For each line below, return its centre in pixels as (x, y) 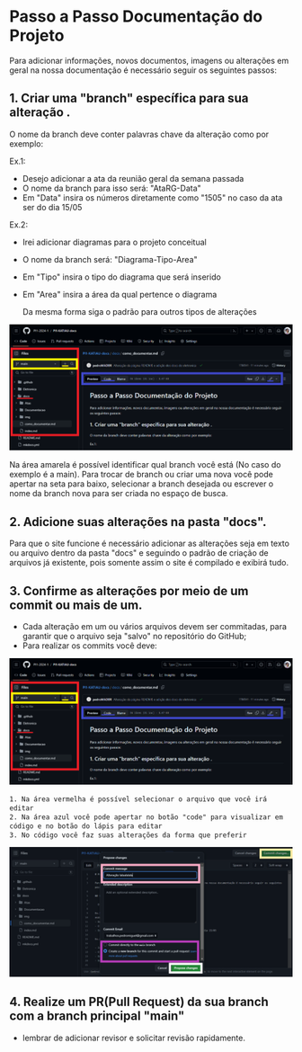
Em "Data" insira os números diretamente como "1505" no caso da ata (152, 197)
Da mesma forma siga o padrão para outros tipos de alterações (140, 311)
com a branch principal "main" (97, 1016)
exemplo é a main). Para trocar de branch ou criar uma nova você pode (142, 475)
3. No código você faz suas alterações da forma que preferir (128, 835)
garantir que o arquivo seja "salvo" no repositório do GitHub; (134, 637)
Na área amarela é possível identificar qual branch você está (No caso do (145, 465)
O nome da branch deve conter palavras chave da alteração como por (139, 134)
